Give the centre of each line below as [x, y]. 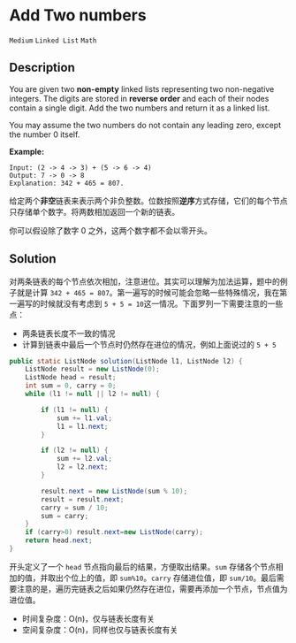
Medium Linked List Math [53, 41]
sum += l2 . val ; [84, 459]
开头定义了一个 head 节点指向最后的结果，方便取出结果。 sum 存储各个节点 [142, 566]
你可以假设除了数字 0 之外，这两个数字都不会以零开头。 [110, 230]
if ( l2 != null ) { [75, 451]
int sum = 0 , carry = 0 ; [71, 386]
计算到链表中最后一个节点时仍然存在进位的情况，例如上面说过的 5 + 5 [149, 344]
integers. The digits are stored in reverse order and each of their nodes [139, 98]
